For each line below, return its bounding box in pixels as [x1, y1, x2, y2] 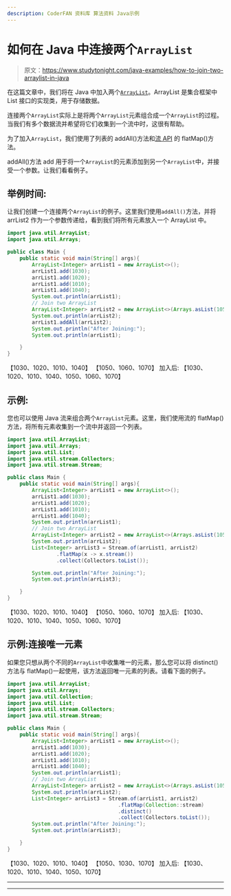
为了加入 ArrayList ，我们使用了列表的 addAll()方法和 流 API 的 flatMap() [7, 134, 208, 142]
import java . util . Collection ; [7, 693, 94, 700]
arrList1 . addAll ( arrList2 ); [32, 319, 112, 326]
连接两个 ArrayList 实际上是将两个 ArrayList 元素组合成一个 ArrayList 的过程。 [7, 111, 223, 119]
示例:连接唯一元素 [7, 638, 83, 650]
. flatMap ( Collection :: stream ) [118, 801, 205, 808]
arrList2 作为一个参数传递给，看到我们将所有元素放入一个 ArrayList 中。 [7, 216, 210, 224]
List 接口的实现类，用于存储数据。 [7, 96, 104, 104]
